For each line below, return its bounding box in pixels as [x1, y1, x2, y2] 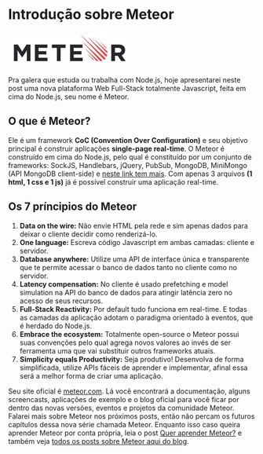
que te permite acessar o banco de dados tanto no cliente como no [19, 262, 238, 272]
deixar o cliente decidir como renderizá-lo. [19, 229, 158, 239]
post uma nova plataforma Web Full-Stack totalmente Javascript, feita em [8, 83, 247, 93]
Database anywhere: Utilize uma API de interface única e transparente [19, 254, 250, 264]
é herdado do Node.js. [19, 320, 93, 331]
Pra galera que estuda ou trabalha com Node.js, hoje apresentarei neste [8, 75, 241, 84]
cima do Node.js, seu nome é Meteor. [8, 92, 130, 101]
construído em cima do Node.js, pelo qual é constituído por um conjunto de [8, 152, 253, 162]
